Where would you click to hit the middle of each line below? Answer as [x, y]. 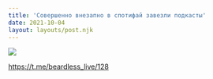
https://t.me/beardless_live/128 [58, 66]
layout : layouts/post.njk [50, 30]
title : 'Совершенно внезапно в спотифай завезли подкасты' [107, 15]
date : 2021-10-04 [37, 23]
